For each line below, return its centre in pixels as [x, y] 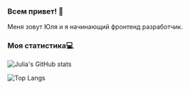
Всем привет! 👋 [36, 11]
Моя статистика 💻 [41, 46]
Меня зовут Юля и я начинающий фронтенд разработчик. [95, 27]
